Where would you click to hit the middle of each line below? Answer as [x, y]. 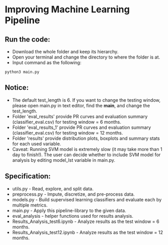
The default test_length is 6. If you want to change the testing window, [86, 100]
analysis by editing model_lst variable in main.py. [64, 160]
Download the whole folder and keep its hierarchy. [65, 52]
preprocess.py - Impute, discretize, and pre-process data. [73, 194]
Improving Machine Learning [67, 10]
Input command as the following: [47, 62]
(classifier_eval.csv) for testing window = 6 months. [67, 122]
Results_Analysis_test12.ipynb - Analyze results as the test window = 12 [88, 232]
